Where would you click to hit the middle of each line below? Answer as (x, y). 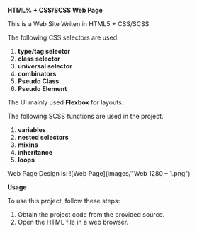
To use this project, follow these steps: (64, 201)
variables (32, 130)
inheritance (35, 152)
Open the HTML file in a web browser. (73, 222)
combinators (37, 74)
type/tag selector (44, 51)
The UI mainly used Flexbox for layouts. (66, 102)
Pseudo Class (38, 81)
